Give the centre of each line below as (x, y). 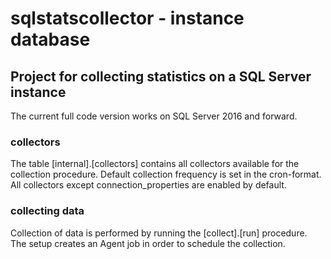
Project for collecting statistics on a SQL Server (161, 76)
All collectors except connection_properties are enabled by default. (148, 185)
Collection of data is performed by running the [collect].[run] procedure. (159, 233)
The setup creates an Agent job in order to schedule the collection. (148, 243)
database (50, 39)
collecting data (47, 211)
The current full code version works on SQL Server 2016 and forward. (154, 116)
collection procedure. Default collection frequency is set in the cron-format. (166, 174)
